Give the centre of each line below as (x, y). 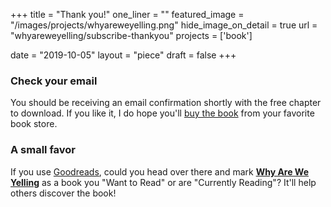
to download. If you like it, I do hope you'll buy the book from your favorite (162, 113)
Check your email (54, 81)
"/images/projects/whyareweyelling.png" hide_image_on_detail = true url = (164, 25)
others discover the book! (63, 193)
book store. (34, 124)
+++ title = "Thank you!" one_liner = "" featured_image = (127, 14)
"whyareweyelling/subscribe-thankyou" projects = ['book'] (131, 35)
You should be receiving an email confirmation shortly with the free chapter (166, 103)
